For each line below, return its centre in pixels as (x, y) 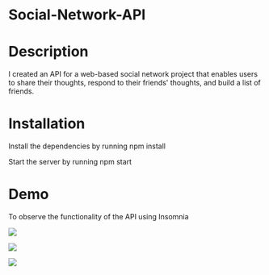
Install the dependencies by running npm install (87, 146)
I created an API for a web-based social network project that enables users (133, 74)
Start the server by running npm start (70, 162)
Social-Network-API (77, 15)
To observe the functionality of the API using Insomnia (99, 217)
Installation (47, 124)
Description (48, 52)
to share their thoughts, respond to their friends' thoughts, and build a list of (134, 83)
